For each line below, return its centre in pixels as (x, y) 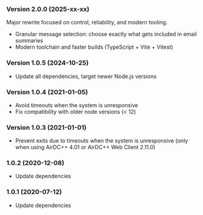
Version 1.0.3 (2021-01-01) (46, 127)
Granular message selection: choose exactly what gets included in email (106, 34)
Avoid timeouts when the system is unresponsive (77, 105)
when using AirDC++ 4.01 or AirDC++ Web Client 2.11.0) (85, 147)
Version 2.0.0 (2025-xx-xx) (48, 9)
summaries (29, 41)
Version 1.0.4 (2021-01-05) (47, 92)
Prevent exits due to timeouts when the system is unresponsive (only (101, 141)
